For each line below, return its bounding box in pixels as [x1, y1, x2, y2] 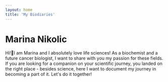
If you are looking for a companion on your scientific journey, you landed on [5, 60, 163, 66]
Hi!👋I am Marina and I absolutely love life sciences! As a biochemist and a [5, 50, 158, 56]
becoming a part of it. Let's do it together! [5, 71, 92, 77]
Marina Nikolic [5, 33, 67, 45]
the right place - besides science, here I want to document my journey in [5, 66, 156, 72]
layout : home [5, 7, 33, 12]
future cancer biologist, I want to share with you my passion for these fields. [5, 55, 163, 61]
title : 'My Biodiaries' [5, 12, 55, 17]
